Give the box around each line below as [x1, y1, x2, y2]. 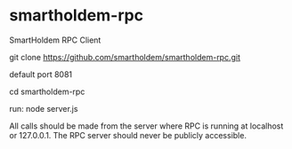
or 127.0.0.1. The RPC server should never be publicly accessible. [9, 129, 247, 140]
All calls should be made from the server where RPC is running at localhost [9, 121, 284, 131]
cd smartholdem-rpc [9, 86, 85, 97]
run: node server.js [9, 103, 78, 114]
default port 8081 [9, 68, 73, 80]
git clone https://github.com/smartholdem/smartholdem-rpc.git [9, 51, 241, 62]
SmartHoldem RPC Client [9, 35, 101, 45]
